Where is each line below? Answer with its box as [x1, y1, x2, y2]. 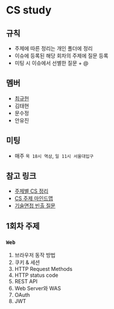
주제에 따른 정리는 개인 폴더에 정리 [14, 45, 93, 51]
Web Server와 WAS [14, 285, 61, 292]
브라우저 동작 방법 [14, 252, 56, 259]
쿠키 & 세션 [14, 259, 40, 266]
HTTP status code [14, 272, 58, 279]
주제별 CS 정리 [14, 188, 49, 195]
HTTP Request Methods [14, 266, 73, 273]
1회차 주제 [6, 221, 40, 231]
